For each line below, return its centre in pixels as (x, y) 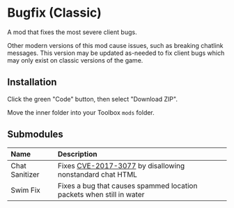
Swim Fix (25, 190)
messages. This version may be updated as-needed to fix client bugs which (116, 53)
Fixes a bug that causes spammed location (127, 186)
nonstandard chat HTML (97, 174)
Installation (32, 82)
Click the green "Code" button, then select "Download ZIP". (92, 99)
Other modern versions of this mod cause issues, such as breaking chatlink (115, 45)
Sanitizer (25, 174)
